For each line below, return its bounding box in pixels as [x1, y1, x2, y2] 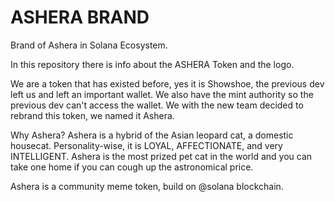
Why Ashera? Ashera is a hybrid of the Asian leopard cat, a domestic [10, 129, 294, 141]
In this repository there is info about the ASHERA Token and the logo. [10, 58, 295, 70]
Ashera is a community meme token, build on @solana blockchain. [10, 180, 284, 192]
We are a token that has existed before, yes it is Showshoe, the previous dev [10, 77, 325, 90]
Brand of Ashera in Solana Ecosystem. [10, 39, 168, 51]
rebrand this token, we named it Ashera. [10, 109, 175, 121]
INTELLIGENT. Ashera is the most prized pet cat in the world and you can [10, 150, 313, 162]
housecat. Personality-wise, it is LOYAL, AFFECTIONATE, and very [10, 139, 283, 151]
